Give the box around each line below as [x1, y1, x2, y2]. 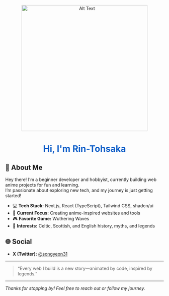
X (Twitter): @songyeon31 [12, 251, 68, 257]
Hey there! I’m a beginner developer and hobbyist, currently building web [5, 176, 157, 183]
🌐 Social [5, 238, 32, 246]
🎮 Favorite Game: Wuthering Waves [12, 216, 90, 221]
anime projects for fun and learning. [5, 182, 79, 188]
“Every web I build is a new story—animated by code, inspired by [17, 265, 152, 271]
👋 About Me [5, 163, 43, 171]
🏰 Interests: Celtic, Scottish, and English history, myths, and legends [12, 223, 155, 229]
